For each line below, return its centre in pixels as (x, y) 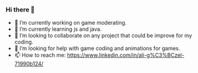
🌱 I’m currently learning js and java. (58, 29)
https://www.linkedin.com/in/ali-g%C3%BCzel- (126, 55)
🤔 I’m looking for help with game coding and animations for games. (97, 48)
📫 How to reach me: (40, 55)
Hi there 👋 (20, 10)
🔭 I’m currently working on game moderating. (70, 23)
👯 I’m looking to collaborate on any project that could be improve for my (103, 36)
